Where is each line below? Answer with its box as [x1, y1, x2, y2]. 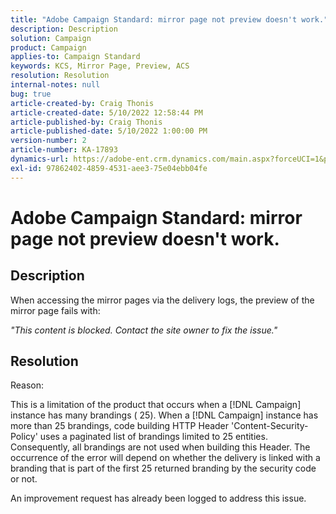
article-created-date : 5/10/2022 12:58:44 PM [10, 107, 203, 118]
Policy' [10, 431, 38, 443]
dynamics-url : [10, 154, 70, 164]
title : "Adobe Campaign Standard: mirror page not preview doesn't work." [10, 14, 329, 25]
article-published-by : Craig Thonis [10, 117, 163, 127]
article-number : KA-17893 [10, 145, 118, 155]
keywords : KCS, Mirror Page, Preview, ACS [10, 61, 190, 71]
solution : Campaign [10, 33, 92, 43]
